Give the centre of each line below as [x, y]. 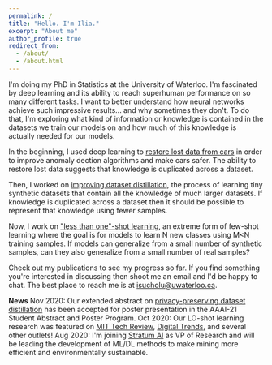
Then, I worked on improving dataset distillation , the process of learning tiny [136, 184]
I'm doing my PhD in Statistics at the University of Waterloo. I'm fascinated [133, 84]
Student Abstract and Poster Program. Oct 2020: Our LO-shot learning [126, 318]
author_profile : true [45, 39]
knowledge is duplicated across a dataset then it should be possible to [126, 202]
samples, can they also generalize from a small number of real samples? [129, 251]
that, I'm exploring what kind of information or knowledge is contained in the [136, 118]
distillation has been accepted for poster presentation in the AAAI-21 [123, 309]
